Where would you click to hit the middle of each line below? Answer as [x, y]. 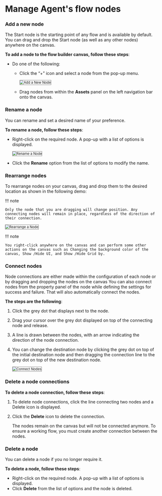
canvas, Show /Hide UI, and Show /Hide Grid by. [55, 254]
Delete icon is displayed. [37, 407]
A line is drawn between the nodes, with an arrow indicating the [76, 335]
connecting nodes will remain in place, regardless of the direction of [80, 214]
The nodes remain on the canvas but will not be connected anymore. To [84, 426]
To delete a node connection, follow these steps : [55, 392]
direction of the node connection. [45, 340]
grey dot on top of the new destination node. [57, 360]
